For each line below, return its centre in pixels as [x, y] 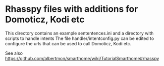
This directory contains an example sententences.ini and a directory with [79, 33]
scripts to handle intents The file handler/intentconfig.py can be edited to [80, 38]
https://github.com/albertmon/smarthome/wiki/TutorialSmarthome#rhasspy [82, 58]
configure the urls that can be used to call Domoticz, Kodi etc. [68, 43]
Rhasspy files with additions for [72, 9]
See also [14, 53]
